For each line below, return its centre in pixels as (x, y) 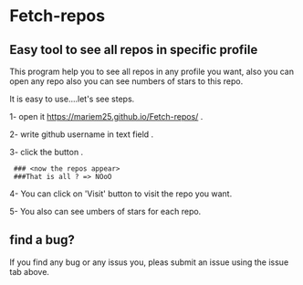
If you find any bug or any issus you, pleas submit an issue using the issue (149, 262)
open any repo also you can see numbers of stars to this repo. (126, 81)
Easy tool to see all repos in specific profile (134, 50)
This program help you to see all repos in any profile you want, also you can (152, 71)
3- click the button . (47, 152)
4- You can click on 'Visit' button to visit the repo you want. (121, 194)
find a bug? (42, 240)
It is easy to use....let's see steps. (72, 99)
